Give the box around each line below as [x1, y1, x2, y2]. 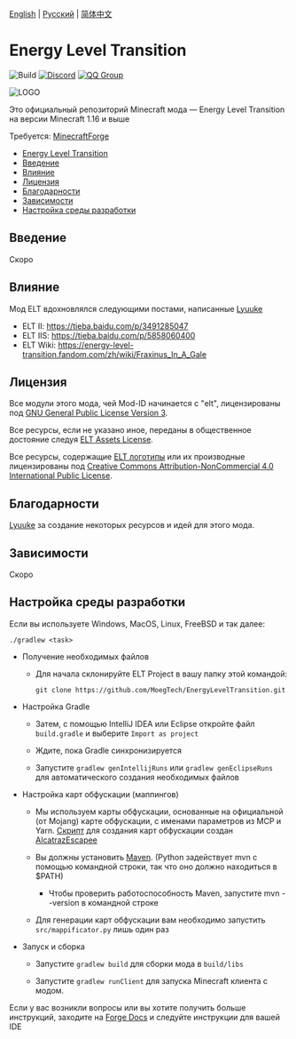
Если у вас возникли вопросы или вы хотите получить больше [9, 1002, 246, 1012]
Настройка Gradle [21, 701, 90, 712]
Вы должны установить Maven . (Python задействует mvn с [35, 851, 258, 862]
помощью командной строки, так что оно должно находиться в [35, 861, 277, 872]
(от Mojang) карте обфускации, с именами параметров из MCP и [35, 815, 282, 826]
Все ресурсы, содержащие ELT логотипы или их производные [9, 452, 245, 462]
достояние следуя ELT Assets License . [9, 435, 153, 445]
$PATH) [35, 870, 64, 881]
